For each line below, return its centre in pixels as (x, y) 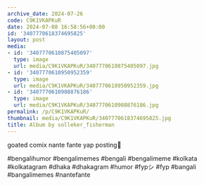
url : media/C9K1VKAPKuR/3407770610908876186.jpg (86, 105)
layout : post (26, 40)
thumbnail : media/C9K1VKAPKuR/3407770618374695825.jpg (89, 118)
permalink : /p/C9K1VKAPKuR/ (49, 112)
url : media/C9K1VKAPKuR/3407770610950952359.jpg (86, 86)
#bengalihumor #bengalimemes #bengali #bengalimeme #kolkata (102, 158)
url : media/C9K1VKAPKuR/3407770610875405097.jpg (86, 66)
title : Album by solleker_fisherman (61, 125)
